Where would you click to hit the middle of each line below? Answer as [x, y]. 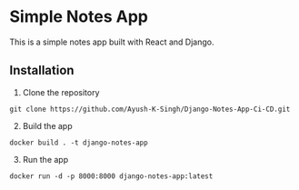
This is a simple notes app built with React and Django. [112, 42]
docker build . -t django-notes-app [79, 143]
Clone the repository [61, 92]
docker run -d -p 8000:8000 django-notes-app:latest [111, 176]
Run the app [45, 159]
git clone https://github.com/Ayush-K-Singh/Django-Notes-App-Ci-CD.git [150, 109]
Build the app [47, 125]
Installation [42, 70]
